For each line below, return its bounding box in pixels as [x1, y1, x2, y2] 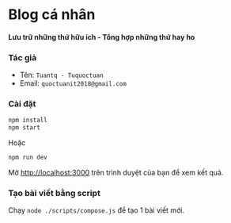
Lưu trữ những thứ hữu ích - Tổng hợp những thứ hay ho [8, 32, 195, 41]
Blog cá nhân [8, 6, 96, 24]
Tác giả [8, 52, 37, 63]
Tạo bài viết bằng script [8, 187, 100, 198]
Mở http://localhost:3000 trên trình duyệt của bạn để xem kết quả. [8, 168, 224, 177]
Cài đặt [8, 98, 36, 109]
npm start [8, 124, 41, 132]
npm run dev [8, 153, 47, 162]
